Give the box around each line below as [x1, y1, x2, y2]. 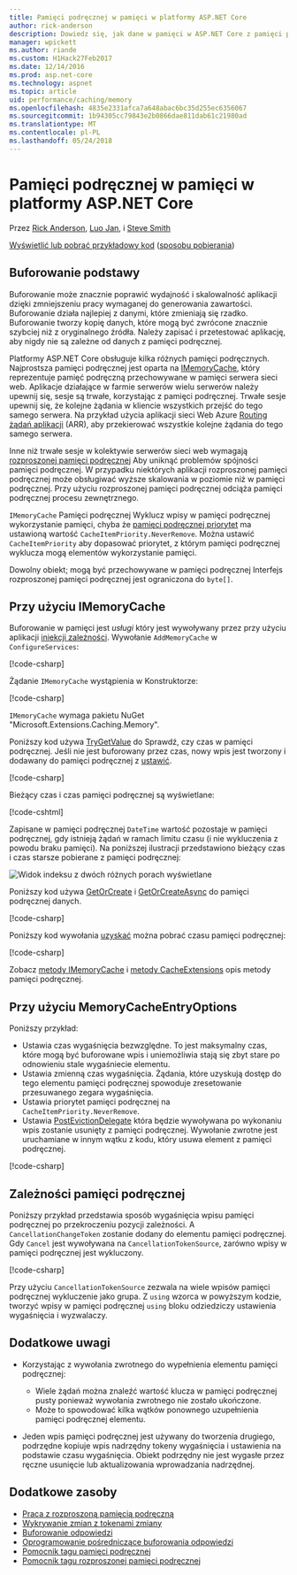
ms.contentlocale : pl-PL [9, 128, 101, 137]
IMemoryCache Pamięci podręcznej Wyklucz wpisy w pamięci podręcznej [9, 510, 271, 520]
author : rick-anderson [9, 21, 93, 30]
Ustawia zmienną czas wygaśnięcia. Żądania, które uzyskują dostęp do [21, 1068, 282, 1079]
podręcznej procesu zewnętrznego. [9, 492, 140, 503]
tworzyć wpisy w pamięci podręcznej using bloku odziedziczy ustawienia [9, 1300, 277, 1310]
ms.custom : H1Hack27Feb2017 [9, 54, 113, 63]
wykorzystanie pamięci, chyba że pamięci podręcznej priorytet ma [9, 519, 252, 529]
